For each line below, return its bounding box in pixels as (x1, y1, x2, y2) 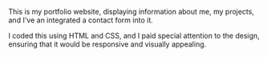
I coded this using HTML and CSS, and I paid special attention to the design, (8, 31, 261, 40)
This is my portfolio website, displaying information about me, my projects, (8, 7, 255, 16)
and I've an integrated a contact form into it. (8, 15, 154, 25)
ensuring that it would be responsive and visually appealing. (8, 39, 207, 49)
